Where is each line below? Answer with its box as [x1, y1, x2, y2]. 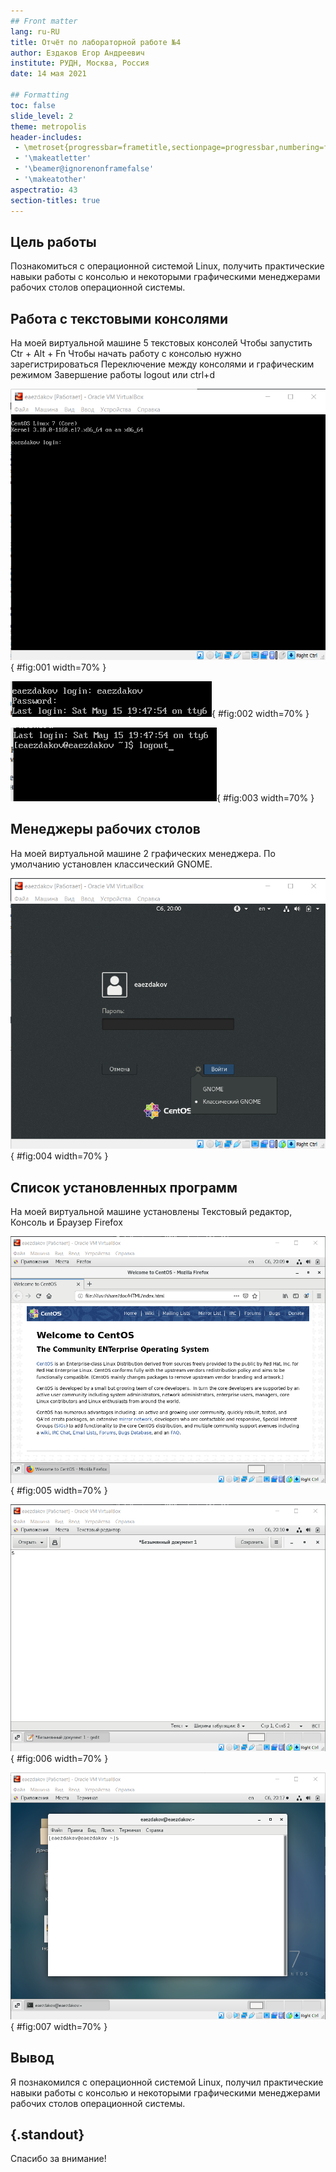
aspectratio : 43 [10, 185, 78, 195]
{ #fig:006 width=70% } [10, 1752, 109, 1764]
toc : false [10, 100, 56, 110]
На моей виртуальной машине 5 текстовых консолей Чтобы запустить [10, 337, 313, 349]
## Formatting [10, 90, 70, 100]
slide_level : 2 [10, 111, 74, 121]
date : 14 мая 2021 [10, 69, 87, 79]
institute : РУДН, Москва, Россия [10, 58, 150, 69]
